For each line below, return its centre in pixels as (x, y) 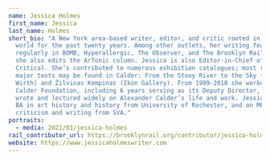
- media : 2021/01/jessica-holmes (72, 128)
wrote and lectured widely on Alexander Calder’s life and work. (127, 98)
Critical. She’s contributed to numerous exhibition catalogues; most (136, 68)
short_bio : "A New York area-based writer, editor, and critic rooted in (135, 38)
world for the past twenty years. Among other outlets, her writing (133, 46)
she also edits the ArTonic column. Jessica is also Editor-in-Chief (134, 61)
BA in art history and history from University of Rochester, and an (134, 105)
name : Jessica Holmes (45, 16)
